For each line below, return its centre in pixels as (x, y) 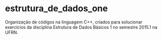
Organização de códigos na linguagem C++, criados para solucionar (74, 22)
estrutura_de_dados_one (57, 9)
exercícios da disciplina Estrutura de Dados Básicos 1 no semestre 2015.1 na (81, 27)
